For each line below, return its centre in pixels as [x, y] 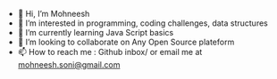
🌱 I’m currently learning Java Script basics [96, 32]
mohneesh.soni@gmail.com [69, 65]
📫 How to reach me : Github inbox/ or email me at [110, 52]
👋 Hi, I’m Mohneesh [54, 14]
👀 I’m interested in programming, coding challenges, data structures [143, 23]
